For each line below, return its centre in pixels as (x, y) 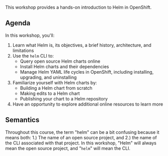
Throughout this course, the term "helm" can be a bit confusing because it (82, 132)
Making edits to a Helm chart (50, 93)
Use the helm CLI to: (33, 56)
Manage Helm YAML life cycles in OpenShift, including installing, (87, 72)
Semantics (22, 120)
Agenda (18, 23)
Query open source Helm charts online (60, 61)
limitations (23, 50)
